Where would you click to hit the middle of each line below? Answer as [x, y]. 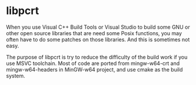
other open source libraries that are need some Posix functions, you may [94, 33]
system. [16, 76]
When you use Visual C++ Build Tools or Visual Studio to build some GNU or [98, 27]
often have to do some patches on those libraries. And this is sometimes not [98, 39]
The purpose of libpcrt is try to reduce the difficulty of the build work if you [97, 57]
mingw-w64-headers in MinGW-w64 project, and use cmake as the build [94, 69]
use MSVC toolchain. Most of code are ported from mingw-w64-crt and [93, 63]
